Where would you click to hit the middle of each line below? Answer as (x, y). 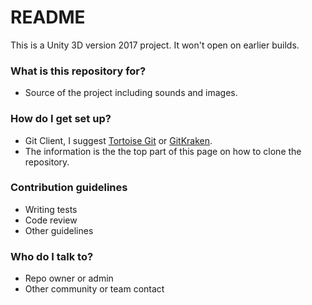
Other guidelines (59, 230)
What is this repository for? (78, 71)
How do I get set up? (61, 119)
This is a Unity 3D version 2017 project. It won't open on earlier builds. (155, 45)
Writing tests (51, 209)
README (48, 17)
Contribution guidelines (69, 188)
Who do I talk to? (52, 256)
